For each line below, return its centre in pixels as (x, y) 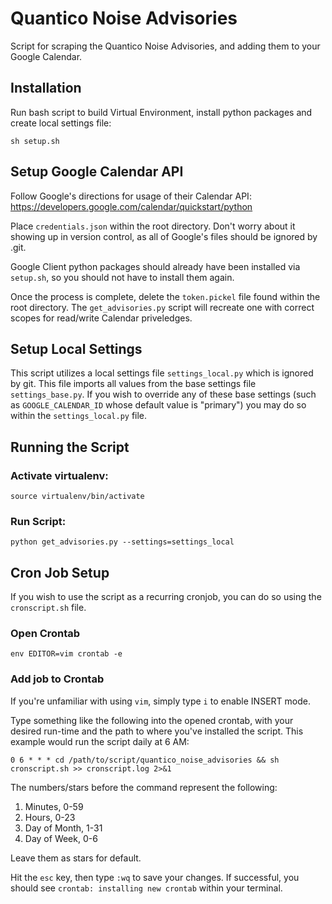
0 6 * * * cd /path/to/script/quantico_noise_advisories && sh (145, 760)
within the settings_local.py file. (79, 416)
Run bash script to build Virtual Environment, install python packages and (161, 112)
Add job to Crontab (57, 679)
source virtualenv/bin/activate (77, 497)
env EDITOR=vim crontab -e (66, 654)
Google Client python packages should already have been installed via (155, 266)
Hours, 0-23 (50, 817)
